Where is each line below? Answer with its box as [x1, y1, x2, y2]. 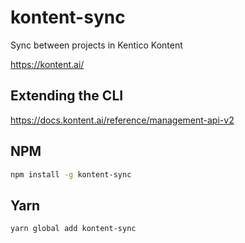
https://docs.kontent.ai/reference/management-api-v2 [10, 114, 235, 126]
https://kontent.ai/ [10, 58, 85, 70]
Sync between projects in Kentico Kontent [10, 39, 183, 51]
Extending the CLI [10, 87, 124, 105]
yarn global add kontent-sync [10, 224, 137, 234]
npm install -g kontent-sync [10, 169, 132, 180]
